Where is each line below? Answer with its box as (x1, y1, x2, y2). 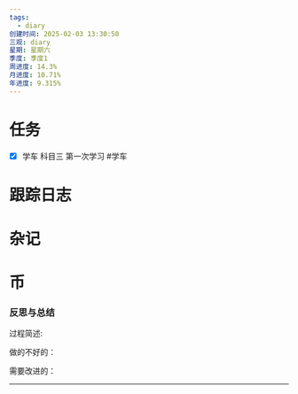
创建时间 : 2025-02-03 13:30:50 (9, 29, 120, 38)
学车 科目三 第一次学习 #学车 (21, 151, 128, 161)
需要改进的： (9, 366, 56, 376)
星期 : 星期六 (9, 46, 51, 55)
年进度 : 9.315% (9, 79, 61, 88)
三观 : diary (9, 37, 51, 47)
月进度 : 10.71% (9, 71, 61, 80)
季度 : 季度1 (9, 54, 49, 63)
